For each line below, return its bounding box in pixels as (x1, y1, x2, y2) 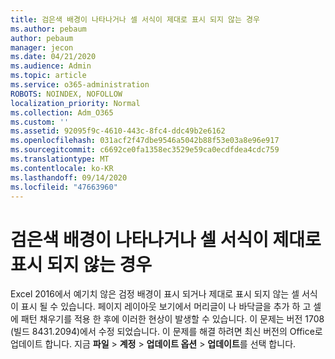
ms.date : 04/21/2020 (10, 52, 97, 62)
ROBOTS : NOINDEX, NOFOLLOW (10, 89, 123, 99)
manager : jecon (10, 42, 74, 53)
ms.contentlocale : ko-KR (10, 163, 114, 173)
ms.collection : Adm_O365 (10, 107, 114, 118)
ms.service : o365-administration (10, 80, 150, 90)
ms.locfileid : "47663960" (10, 182, 118, 192)
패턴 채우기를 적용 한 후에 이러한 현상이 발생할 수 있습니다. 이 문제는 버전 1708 (20, 313, 325, 325)
